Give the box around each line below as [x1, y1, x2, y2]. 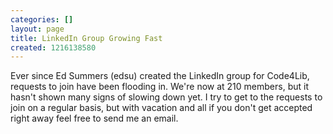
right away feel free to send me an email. [10, 112, 179, 125]
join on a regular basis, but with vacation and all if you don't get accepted [10, 102, 313, 114]
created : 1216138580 [10, 42, 97, 53]
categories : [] [10, 14, 74, 25]
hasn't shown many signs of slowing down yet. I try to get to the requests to [10, 91, 323, 103]
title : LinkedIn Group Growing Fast [10, 33, 163, 43]
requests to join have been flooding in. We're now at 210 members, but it [10, 81, 309, 93]
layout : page [10, 24, 65, 34]
